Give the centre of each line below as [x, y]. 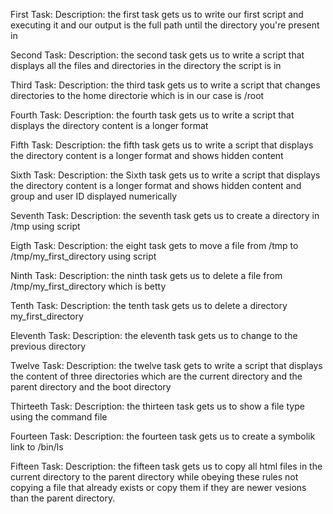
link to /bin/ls [37, 447]
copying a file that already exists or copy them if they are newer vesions [158, 487]
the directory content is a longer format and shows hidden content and [156, 185]
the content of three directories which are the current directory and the [156, 376]
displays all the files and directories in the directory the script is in [146, 65]
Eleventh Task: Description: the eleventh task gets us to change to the [154, 335]
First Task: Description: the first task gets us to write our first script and [157, 14]
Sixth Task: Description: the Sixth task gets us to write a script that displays [165, 175]
